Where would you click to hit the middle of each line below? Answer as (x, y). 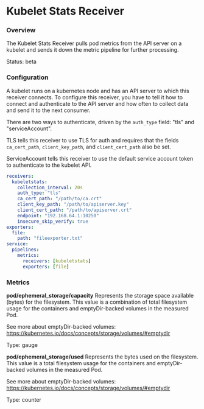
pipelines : (26, 250)
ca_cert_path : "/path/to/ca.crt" (60, 199)
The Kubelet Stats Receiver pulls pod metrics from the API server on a (94, 43)
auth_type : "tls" (39, 193)
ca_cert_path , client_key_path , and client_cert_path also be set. (89, 147)
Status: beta (21, 61)
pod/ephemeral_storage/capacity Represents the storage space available (100, 295)
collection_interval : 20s (50, 187)
